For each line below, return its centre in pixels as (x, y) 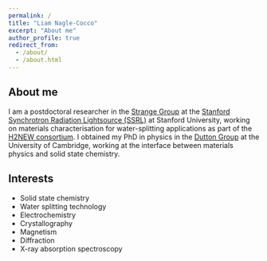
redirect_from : (33, 45)
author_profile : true (44, 38)
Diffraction (37, 240)
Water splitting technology (63, 206)
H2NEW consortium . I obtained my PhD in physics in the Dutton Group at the (134, 137)
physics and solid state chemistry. (64, 154)
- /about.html (39, 60)
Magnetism (38, 232)
